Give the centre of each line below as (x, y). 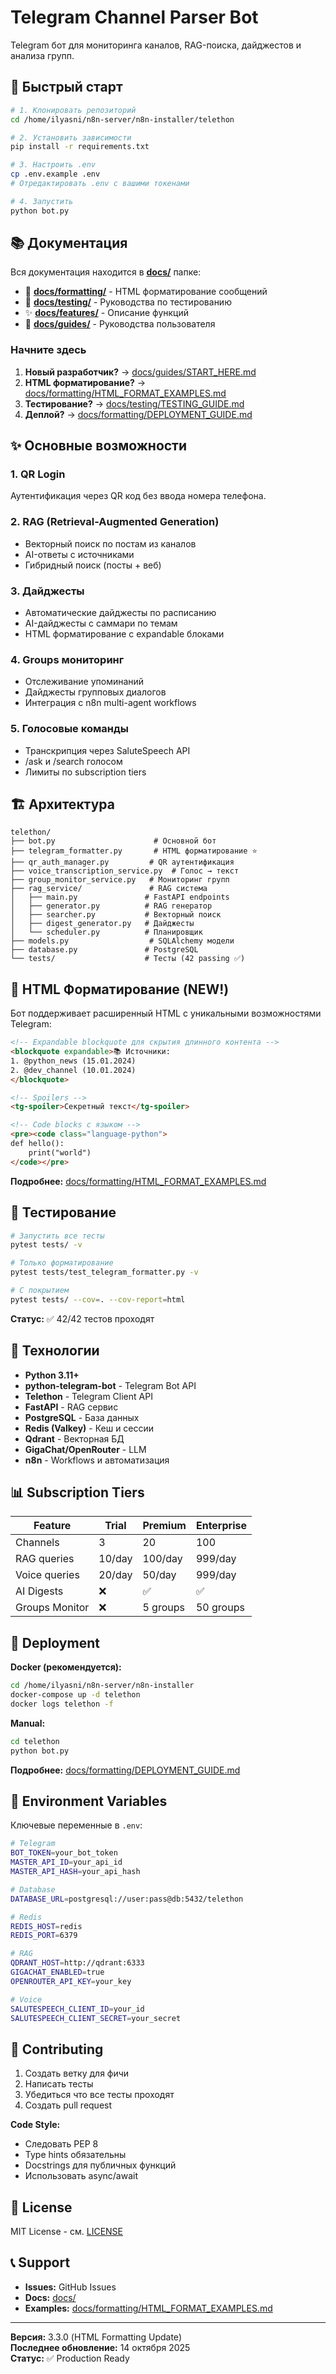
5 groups (163, 1608)
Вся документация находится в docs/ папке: (106, 272)
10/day (115, 1559)
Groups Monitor (52, 1608)
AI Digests (39, 1591)
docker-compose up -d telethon (75, 1695)
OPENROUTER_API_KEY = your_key (71, 1981)
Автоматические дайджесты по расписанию (120, 613)
